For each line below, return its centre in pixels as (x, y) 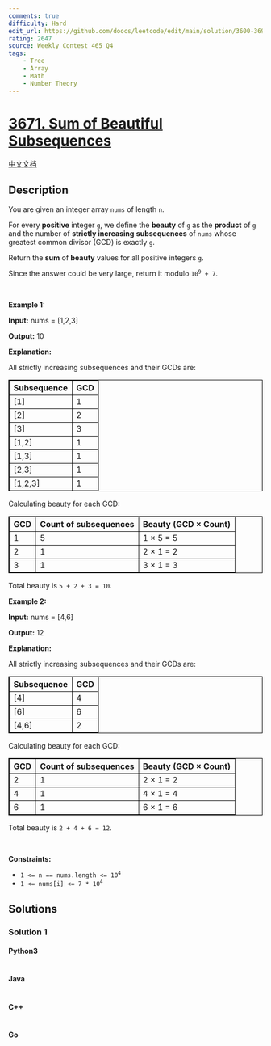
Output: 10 (26, 336)
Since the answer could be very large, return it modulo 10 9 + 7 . (113, 274)
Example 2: (27, 601)
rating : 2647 (30, 38)
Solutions (33, 909)
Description (38, 190)
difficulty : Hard (38, 23)
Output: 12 (26, 633)
